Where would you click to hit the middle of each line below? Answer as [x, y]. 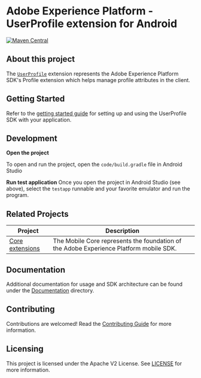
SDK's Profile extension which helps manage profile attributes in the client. [98, 80]
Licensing [25, 349]
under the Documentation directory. [50, 291]
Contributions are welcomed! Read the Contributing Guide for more [89, 323]
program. [18, 195]
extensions [25, 249]
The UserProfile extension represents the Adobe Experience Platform [92, 74]
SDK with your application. [39, 120]
